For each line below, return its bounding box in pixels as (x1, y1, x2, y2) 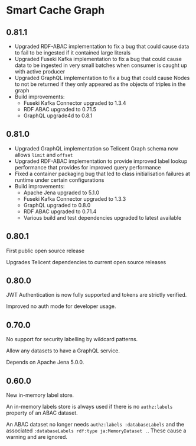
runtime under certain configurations (14, 176, 104, 184)
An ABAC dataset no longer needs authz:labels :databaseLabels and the (6, 421, 185, 428)
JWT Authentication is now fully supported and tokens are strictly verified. (6, 291, 187, 299)
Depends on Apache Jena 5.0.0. (6, 359, 84, 366)
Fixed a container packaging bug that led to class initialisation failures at (14, 170, 191, 177)
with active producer (14, 68, 66, 75)
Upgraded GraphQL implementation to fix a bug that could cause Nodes (14, 75, 190, 81)
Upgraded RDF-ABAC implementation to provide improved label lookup (14, 158, 188, 165)
